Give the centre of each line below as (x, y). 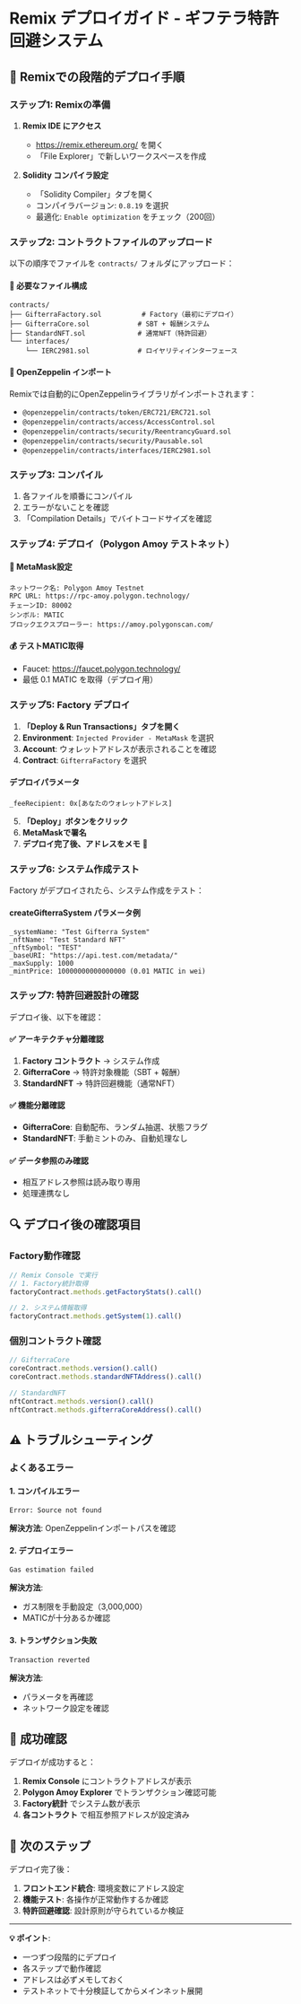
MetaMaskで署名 (54, 832)
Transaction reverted (50, 1660)
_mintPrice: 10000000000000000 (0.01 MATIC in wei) (107, 971)
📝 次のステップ (50, 1846)
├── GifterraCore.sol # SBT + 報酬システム (110, 324)
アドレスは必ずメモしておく (73, 1980)
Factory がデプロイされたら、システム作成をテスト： (107, 890)
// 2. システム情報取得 (48, 1308)
